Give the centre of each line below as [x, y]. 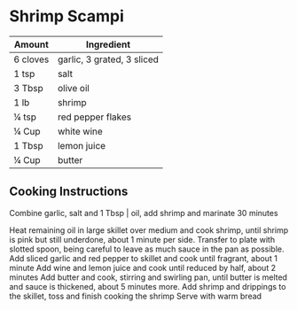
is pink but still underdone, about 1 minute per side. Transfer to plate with [142, 239]
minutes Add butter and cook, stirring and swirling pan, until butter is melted [148, 277]
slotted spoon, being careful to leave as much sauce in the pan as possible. [147, 249]
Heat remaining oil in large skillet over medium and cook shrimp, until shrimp [149, 230]
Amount [31, 44]
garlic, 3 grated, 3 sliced [108, 59]
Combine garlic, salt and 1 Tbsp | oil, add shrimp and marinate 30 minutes [144, 213]
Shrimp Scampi [66, 16]
